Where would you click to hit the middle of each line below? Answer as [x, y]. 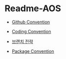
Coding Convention [31, 31]
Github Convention [31, 22]
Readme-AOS [33, 9]
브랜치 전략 [22, 41]
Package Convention [33, 51]
